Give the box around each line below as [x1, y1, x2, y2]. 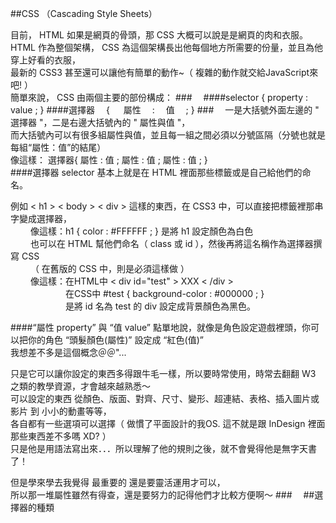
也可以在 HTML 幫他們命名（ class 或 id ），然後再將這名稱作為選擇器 [29, 238, 314, 249]
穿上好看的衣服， [10, 54, 81, 66]
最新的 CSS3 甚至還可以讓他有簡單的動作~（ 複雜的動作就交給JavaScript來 [10, 67, 319, 78]
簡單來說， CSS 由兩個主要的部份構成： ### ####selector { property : [10, 92, 308, 103]
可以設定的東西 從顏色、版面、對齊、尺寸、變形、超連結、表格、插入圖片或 [10, 393, 320, 404]
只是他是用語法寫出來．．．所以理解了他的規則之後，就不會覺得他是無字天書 [10, 443, 317, 454]
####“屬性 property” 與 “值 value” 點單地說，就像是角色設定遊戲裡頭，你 [10, 322, 311, 333]
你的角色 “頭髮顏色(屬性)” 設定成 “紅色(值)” [27, 334, 204, 346]
